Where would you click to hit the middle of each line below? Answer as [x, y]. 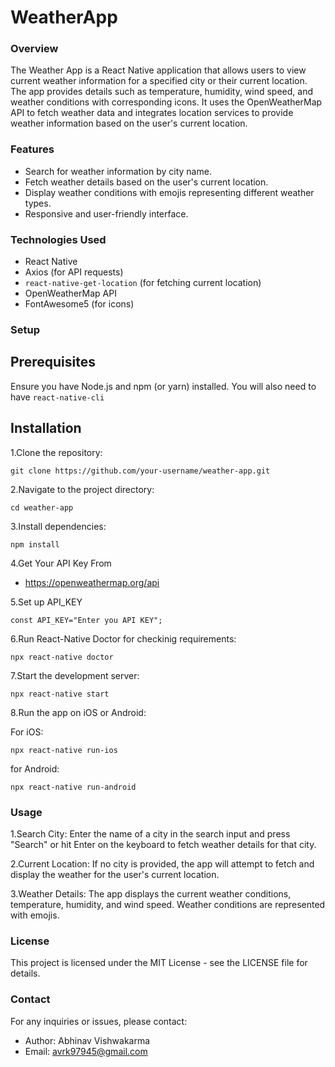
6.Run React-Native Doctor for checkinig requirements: [123, 638]
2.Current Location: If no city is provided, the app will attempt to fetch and [162, 863]
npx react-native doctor [62, 657]
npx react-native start [60, 694]
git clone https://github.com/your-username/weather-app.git [140, 471]
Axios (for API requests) [74, 272]
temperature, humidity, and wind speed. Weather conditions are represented [168, 904]
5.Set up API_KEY [46, 602]
